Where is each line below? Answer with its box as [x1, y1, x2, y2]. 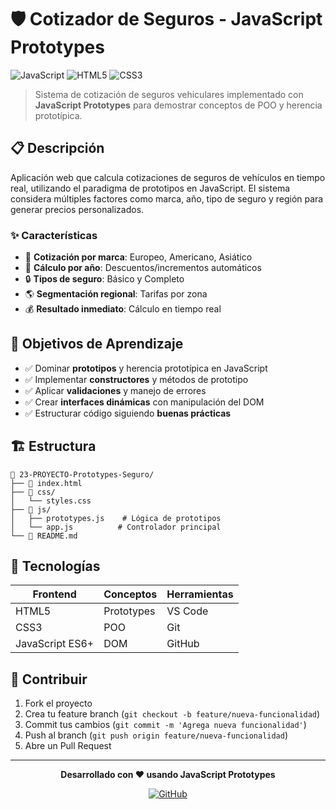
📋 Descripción [10, 140, 105, 157]
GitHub [166, 637, 200, 651]
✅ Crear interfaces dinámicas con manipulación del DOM [24, 396, 265, 408]
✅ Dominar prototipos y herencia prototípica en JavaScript [24, 362, 268, 374]
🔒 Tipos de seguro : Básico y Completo [24, 273, 185, 285]
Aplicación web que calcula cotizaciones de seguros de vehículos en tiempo [10, 171, 326, 183]
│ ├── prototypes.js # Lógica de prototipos [10, 513, 222, 523]
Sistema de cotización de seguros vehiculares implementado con [34, 88, 304, 100]
